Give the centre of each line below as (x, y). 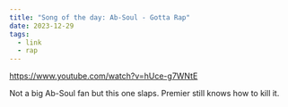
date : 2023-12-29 (42, 26)
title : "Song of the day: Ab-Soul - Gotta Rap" (100, 17)
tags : (19, 34)
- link (30, 42)
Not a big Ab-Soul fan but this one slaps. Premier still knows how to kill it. (144, 94)
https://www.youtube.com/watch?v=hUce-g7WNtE (104, 76)
